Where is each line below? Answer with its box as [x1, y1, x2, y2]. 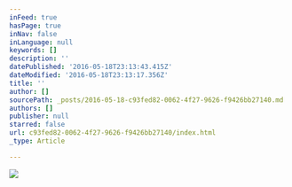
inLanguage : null [9, 37, 74, 47]
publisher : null [9, 112, 69, 121]
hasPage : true [9, 21, 62, 30]
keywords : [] [9, 46, 58, 55]
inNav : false [9, 29, 58, 38]
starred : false [9, 121, 66, 129]
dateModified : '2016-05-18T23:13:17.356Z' [9, 71, 169, 80]
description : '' [9, 54, 69, 63]
